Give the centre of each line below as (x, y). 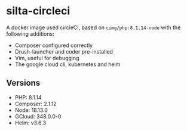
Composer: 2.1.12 (36, 104)
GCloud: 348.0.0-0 (38, 116)
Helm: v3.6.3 (30, 123)
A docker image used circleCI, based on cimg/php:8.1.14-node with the (93, 27)
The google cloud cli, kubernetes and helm (68, 64)
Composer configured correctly (54, 45)
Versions (23, 83)
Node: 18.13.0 (31, 110)
